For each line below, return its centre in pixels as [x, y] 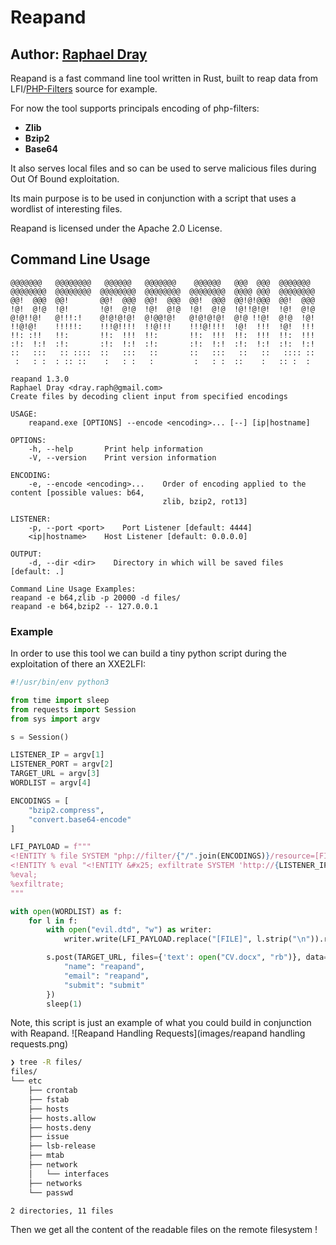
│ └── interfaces [69, 1174]
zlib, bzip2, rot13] [205, 501]
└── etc [26, 1081]
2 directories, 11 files [62, 1211]
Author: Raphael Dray [79, 54]
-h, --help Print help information [115, 449]
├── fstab [49, 1099]
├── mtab [46, 1156]
